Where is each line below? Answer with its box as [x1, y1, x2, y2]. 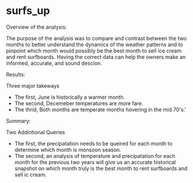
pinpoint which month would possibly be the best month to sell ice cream [6, 47, 182, 54]
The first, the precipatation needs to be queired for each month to [14, 140, 173, 147]
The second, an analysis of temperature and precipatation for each [14, 152, 176, 159]
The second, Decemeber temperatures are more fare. [14, 99, 143, 106]
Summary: [6, 117, 31, 124]
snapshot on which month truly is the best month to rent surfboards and [14, 165, 188, 172]
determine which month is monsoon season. [14, 146, 121, 153]
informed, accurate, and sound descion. [6, 60, 102, 67]
